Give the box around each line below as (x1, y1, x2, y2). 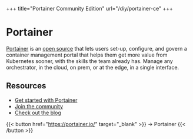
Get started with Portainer (14, 97, 78, 104)
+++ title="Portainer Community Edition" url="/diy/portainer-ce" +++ (6, 5, 174, 12)
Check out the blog (14, 109, 62, 116)
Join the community (14, 102, 64, 110)
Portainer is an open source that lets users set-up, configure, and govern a (6, 45, 187, 52)
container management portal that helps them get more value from (6, 51, 168, 58)
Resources (6, 81, 46, 91)
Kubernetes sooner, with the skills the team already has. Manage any (6, 57, 174, 64)
